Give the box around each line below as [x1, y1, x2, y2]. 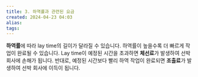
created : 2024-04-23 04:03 [6, 14, 73, 20]
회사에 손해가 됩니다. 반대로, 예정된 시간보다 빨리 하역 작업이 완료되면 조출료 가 [6, 57, 186, 64]
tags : [6, 25, 20, 31]
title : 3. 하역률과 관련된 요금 [6, 8, 75, 15]
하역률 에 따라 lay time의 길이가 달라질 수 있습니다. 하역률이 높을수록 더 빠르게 [6, 42, 184, 49]
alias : [6, 20, 22, 25]
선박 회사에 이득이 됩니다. [21, 65, 81, 72]
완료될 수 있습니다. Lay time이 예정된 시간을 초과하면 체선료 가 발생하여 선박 [17, 50, 191, 57]
